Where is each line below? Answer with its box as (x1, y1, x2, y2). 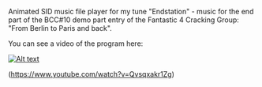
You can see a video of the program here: (8, 39, 144, 48)
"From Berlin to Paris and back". (8, 24, 112, 32)
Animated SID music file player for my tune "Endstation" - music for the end (8, 7, 254, 16)
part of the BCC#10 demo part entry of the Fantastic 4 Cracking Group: (8, 15, 239, 25)
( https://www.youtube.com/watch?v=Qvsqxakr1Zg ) (8, 70, 175, 78)
